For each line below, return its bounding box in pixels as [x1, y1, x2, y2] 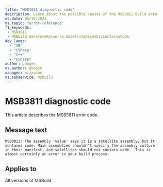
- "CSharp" [9, 48, 32, 52]
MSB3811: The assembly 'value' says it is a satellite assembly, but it [5, 139, 155, 144]
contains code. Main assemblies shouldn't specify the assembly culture [5, 143, 155, 148]
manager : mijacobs [5, 70, 42, 75]
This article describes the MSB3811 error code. [5, 112, 98, 118]
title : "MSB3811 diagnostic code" [5, 7, 75, 12]
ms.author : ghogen [5, 66, 42, 71]
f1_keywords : [5, 25, 32, 30]
